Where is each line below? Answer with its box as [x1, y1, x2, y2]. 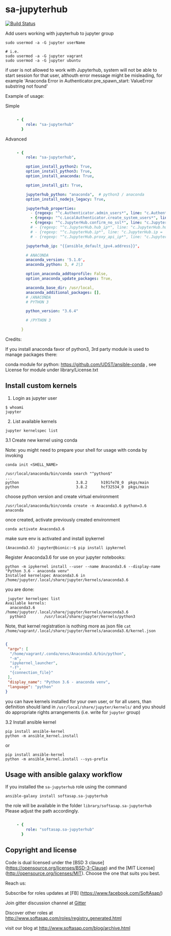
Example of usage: [5, 93, 45, 99]
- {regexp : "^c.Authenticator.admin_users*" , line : [30, 210, 142, 216]
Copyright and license [5, 846, 77, 855]
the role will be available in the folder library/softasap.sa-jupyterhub [5, 803, 152, 809]
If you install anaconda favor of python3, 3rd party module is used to [5, 346, 149, 352]
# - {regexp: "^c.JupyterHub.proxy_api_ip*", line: [30, 234, 142, 239]
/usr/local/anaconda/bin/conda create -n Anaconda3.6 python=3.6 [5, 503, 147, 508]
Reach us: [5, 880, 26, 886]
